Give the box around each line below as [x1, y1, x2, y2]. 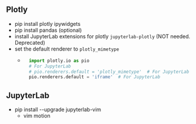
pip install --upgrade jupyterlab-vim [14, 106, 102, 113]
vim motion [23, 112, 51, 119]
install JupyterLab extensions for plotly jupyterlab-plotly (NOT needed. [14, 32, 191, 40]
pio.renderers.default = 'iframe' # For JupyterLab [28, 74, 160, 80]
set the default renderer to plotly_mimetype [14, 45, 119, 52]
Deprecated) [14, 39, 46, 46]
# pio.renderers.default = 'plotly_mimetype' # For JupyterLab [28, 69, 190, 75]
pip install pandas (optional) [14, 26, 82, 33]
